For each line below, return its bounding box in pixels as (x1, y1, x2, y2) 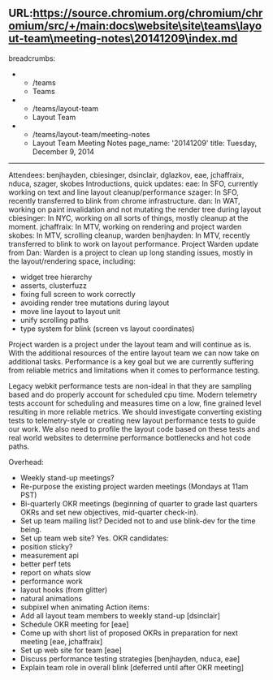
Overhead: (8, 457, 44, 467)
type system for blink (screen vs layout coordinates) (19, 324, 195, 334)
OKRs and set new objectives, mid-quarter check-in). (19, 507, 199, 517)
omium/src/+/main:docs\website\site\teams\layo (8, 19, 262, 33)
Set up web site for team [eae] (19, 645, 122, 655)
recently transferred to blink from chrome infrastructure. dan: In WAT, (8, 196, 241, 205)
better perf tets (19, 559, 71, 569)
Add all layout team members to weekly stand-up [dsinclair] (19, 610, 221, 620)
